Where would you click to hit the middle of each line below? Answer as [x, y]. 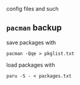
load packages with [31, 65]
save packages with [31, 42]
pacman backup [34, 28]
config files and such [32, 9]
